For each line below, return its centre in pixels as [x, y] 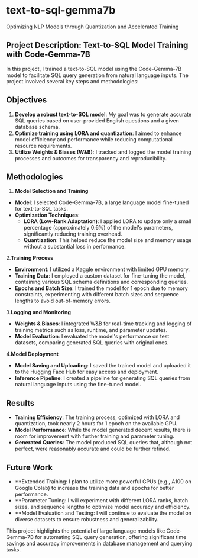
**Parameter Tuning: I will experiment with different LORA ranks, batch [101, 500]
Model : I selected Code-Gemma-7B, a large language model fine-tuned [102, 202]
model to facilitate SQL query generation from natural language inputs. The [98, 75]
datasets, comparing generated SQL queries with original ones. [92, 343]
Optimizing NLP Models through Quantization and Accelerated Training [92, 27]
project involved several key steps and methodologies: [72, 81]
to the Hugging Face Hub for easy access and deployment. [86, 372]
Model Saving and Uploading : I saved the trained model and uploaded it [103, 366]
